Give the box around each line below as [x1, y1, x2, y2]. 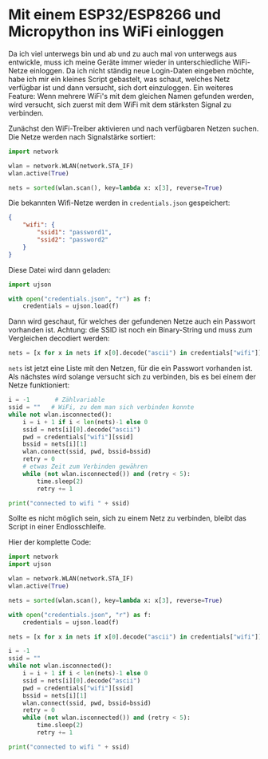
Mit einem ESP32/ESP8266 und [8, 6, 222, 24]
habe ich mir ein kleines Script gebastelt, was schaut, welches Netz [8, 74, 231, 84]
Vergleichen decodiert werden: [8, 333, 110, 344]
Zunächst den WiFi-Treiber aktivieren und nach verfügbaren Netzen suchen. [8, 124, 259, 133]
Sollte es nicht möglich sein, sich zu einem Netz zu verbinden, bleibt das [8, 513, 247, 523]
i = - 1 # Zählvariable [8, 396, 105, 404]
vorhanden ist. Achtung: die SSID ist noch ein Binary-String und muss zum [8, 325, 253, 335]
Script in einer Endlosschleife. [8, 522, 106, 532]
